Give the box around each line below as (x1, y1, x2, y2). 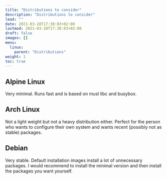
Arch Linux (5, 105, 40, 114)
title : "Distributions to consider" (5, 7, 82, 13)
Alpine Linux (5, 77, 45, 86)
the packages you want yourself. (5, 168, 73, 174)
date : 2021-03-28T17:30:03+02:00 (5, 21, 75, 27)
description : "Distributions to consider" (5, 12, 95, 17)
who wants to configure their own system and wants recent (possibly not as (5, 124, 162, 130)
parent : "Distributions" (14, 49, 66, 54)
